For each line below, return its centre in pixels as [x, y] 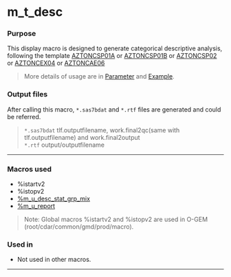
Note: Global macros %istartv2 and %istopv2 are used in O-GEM [116, 219]
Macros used [30, 169]
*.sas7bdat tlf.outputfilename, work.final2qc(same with [102, 130]
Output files [27, 94]
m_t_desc [35, 12]
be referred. [24, 116]
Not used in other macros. [54, 260]
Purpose [22, 34]
